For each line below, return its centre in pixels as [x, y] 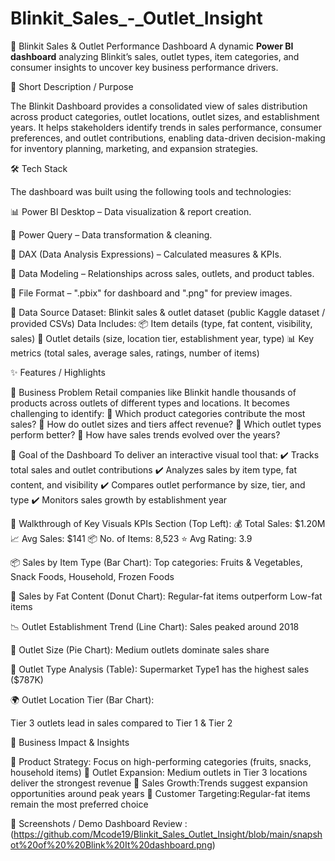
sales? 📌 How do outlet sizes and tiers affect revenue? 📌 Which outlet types [166, 424]
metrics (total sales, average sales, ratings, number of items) [135, 353]
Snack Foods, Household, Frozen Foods [92, 576]
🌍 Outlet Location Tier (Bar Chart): [82, 699]
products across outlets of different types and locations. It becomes [150, 403]
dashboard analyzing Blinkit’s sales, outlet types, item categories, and [155, 56]
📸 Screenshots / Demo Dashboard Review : [99, 823]
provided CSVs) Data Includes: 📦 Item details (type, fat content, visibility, [161, 323]
